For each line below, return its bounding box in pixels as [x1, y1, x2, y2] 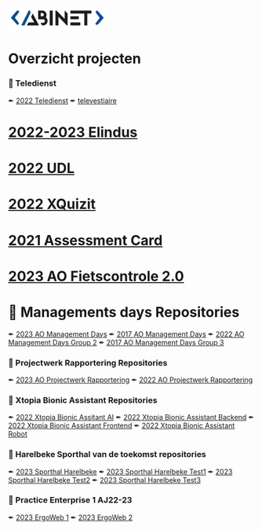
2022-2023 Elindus [8, 123, 138, 141]
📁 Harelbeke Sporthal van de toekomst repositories [8, 449, 206, 460]
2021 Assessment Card [8, 231, 163, 249]
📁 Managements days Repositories [8, 303, 240, 321]
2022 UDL [8, 160, 75, 178]
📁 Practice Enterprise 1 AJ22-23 [8, 495, 133, 506]
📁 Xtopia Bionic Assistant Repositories [8, 395, 158, 406]
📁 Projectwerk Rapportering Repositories [8, 357, 168, 368]
